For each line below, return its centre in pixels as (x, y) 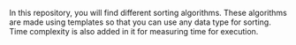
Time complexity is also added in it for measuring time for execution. (134, 31)
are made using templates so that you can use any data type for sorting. (140, 22)
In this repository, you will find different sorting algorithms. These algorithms (148, 13)
